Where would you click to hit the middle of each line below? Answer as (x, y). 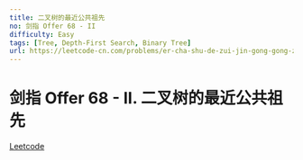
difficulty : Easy (42, 34)
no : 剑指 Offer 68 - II (53, 26)
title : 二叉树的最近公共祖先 (57, 18)
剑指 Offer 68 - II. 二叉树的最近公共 (138, 98)
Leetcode (27, 147)
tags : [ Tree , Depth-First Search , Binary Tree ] (101, 43)
